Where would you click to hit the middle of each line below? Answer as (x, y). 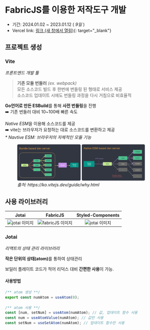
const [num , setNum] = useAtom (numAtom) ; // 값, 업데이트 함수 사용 (71, 313)
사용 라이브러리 (27, 202)
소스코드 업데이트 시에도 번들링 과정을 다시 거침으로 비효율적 (74, 95)
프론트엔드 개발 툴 (22, 73)
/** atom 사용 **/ (23, 308)
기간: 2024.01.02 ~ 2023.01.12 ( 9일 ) (48, 24)
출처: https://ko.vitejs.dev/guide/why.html (58, 185)
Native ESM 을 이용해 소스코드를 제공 (40, 123)
